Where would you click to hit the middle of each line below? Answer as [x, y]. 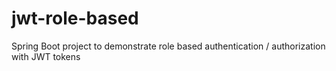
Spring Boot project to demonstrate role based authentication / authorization [168, 46]
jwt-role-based [75, 18]
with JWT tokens [46, 56]
